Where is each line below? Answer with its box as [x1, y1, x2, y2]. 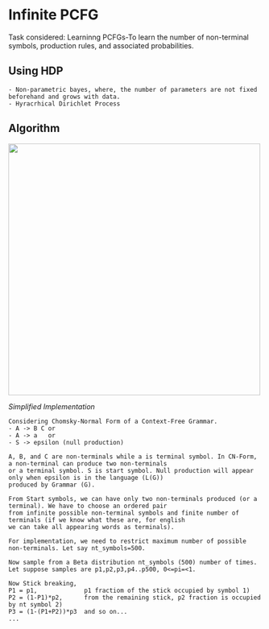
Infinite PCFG [8, 6, 99, 24]
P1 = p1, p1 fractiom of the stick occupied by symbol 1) [8, 586, 250, 594]
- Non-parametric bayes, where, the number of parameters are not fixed [8, 85, 258, 93]
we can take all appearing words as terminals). [8, 523, 175, 531]
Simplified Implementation [8, 401, 95, 412]
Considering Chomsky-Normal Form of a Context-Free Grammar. [8, 417, 218, 425]
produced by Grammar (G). [8, 481, 95, 489]
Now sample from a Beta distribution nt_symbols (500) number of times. [8, 558, 258, 566]
